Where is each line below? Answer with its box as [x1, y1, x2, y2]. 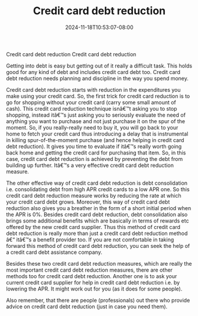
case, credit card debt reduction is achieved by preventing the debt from [6, 155, 183, 162]
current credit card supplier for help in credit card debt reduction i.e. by [6, 279, 180, 286]
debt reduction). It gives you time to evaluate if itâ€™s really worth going [6, 143, 182, 150]
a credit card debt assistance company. [6, 249, 102, 256]
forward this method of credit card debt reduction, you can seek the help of [6, 242, 190, 249]
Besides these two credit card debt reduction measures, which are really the [6, 260, 192, 267]
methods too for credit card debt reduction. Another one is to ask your [6, 272, 177, 279]
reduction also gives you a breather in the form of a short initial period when [6, 204, 191, 211]
